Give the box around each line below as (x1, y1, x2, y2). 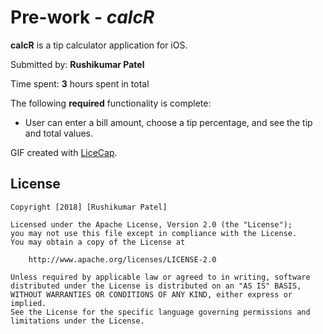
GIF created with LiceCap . (10, 146, 118, 158)
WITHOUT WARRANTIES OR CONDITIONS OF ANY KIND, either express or (10, 289, 293, 300)
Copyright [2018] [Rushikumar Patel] (10, 202, 168, 212)
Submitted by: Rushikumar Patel (10, 58, 145, 70)
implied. (10, 298, 47, 308)
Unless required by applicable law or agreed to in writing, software (10, 272, 311, 282)
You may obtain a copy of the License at (10, 237, 186, 247)
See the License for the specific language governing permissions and (10, 307, 311, 317)
